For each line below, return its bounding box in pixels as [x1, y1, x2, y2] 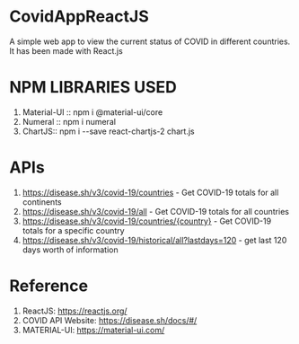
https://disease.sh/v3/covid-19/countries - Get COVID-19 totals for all [22, 187, 279, 198]
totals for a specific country [22, 225, 125, 235]
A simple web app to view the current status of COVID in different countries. [9, 36, 291, 47]
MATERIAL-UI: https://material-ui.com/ [22, 324, 165, 335]
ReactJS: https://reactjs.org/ [22, 305, 128, 316]
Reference [9, 276, 88, 295]
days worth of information [22, 244, 119, 255]
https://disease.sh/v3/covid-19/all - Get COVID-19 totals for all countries [22, 206, 290, 216]
